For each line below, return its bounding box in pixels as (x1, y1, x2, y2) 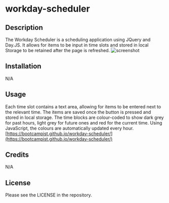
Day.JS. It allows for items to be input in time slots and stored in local (5, 42, 149, 48)
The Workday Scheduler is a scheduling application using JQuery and (5, 36, 151, 43)
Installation (5, 62, 41, 71)
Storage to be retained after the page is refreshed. (5, 48, 110, 53)
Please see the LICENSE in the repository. (5, 192, 92, 198)
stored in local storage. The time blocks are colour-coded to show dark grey (5, 114, 164, 120)
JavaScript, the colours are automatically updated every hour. (5, 125, 134, 131)
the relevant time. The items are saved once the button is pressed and (5, 109, 151, 115)
